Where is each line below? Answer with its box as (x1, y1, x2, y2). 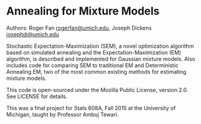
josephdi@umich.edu (6, 30, 59, 38)
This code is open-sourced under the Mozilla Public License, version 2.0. (6, 86, 189, 93)
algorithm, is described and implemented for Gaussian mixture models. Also (6, 55, 196, 62)
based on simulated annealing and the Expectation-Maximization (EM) (6, 48, 182, 56)
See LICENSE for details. (6, 93, 68, 100)
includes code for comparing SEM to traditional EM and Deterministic (6, 62, 179, 69)
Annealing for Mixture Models (6, 4, 160, 18)
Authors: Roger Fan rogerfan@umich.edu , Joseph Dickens (6, 24, 152, 31)
